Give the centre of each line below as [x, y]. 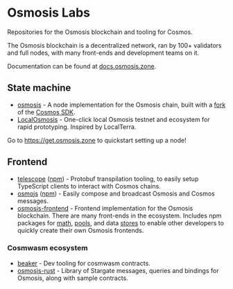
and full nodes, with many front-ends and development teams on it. [103, 53]
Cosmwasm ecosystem [48, 248]
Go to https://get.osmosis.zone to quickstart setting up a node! [97, 140]
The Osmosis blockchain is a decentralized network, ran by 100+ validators [114, 45]
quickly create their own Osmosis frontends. [80, 230]
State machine [39, 88]
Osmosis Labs [49, 13]
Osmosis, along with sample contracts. [72, 278]
